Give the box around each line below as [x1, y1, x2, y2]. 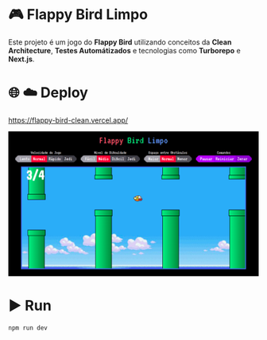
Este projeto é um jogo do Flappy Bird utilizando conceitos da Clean [8, 37, 232, 47]
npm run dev [8, 323, 48, 332]
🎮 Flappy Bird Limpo [8, 6, 149, 24]
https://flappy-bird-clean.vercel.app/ [8, 115, 129, 125]
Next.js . [8, 54, 35, 64]
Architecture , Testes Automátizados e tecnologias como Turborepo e [8, 45, 241, 55]
